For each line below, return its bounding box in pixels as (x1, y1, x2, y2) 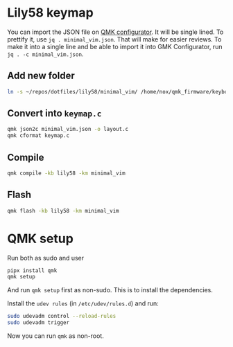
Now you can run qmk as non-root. (7, 332, 104, 340)
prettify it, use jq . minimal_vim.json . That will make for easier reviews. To (7, 35, 222, 43)
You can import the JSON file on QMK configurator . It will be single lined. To (7, 28, 224, 36)
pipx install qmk (7, 267, 58, 274)
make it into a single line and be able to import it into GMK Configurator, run (7, 42, 223, 51)
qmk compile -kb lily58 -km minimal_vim (7, 170, 126, 177)
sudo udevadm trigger (7, 319, 70, 326)
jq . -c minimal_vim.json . (7, 50, 84, 58)
